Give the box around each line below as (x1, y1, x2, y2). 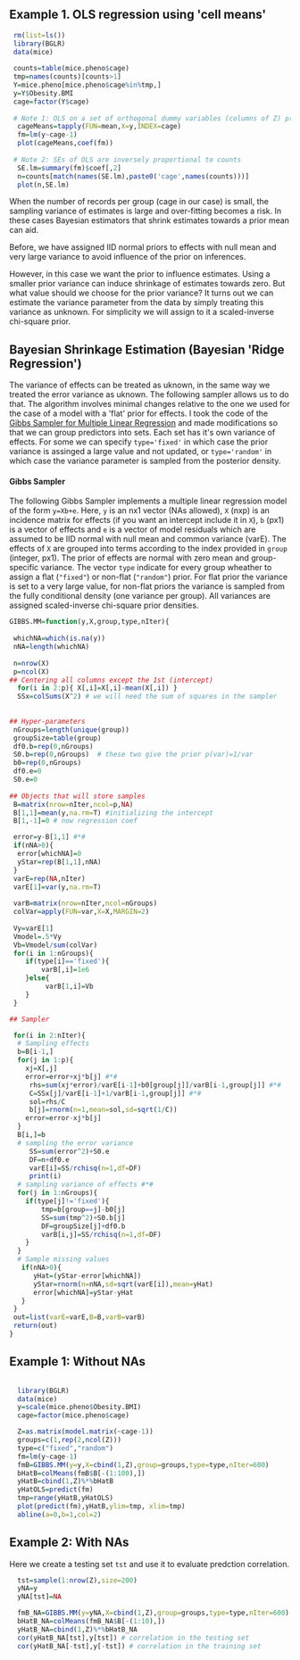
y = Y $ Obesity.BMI (12, 88, 74, 97)
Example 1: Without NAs (9, 1354, 146, 1369)
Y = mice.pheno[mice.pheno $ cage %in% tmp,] (12, 80, 162, 90)
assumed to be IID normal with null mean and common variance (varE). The (9, 534, 287, 544)
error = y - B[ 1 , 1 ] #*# (12, 833, 87, 842)
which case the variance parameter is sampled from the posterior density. (9, 455, 281, 467)
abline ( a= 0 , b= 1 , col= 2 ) (17, 1510, 102, 1519)
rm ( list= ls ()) (12, 30, 66, 39)
